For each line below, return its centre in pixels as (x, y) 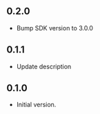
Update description (44, 66)
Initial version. (36, 105)
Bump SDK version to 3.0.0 (55, 28)
